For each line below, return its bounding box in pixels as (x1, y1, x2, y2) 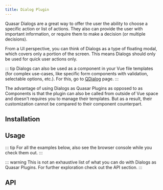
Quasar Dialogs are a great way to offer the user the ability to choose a (5, 21, 148, 26)
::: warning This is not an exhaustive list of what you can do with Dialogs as (5, 159, 157, 165)
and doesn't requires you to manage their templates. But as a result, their (5, 96, 152, 102)
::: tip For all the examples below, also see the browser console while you (5, 145, 152, 150)
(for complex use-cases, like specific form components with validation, (5, 70, 148, 76)
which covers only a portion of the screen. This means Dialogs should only (5, 51, 156, 57)
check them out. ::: (5, 149, 43, 155)
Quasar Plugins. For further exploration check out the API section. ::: (5, 164, 143, 170)
